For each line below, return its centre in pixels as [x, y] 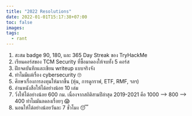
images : [15, 28]
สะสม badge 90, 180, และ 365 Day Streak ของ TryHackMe [81, 55]
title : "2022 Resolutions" [39, 11]
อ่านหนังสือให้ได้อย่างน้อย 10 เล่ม [46, 88]
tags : [13, 33]
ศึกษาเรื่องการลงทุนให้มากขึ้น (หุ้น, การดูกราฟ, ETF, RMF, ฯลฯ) [76, 81]
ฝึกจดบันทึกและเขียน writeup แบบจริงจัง [55, 68]
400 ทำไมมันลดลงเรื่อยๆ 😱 [42, 101]
